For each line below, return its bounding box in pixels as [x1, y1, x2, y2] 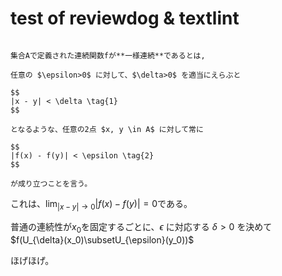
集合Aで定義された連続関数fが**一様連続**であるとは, [10, 50, 206, 61]
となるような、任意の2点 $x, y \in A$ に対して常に [10, 124, 204, 134]
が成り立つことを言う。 [10, 178, 93, 189]
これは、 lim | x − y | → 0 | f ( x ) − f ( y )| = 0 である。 [10, 197, 193, 212]
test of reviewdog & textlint [10, 7, 240, 30]
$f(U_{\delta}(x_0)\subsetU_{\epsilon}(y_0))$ [10, 233, 195, 246]
